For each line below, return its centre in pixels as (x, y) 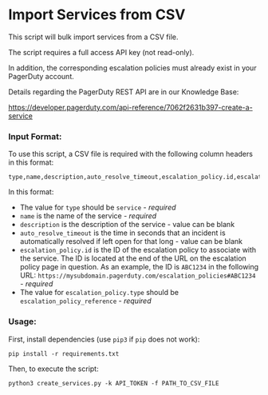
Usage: (23, 321)
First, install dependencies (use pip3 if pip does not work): (104, 339)
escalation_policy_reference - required (85, 301)
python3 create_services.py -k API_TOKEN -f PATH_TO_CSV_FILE (114, 383)
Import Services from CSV (97, 15)
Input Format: (35, 136)
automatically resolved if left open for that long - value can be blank (131, 241)
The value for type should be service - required (98, 207)
